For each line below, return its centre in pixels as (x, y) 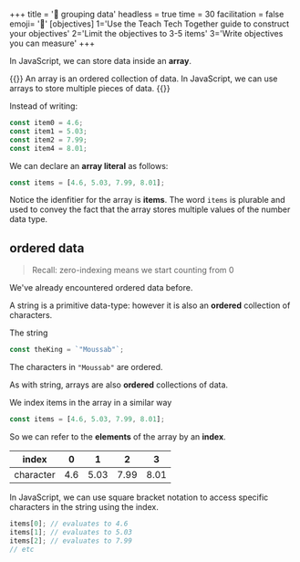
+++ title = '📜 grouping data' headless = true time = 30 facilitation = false (147, 14)
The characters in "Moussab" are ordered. (86, 367)
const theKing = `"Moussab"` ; (67, 350)
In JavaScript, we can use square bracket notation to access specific (139, 497)
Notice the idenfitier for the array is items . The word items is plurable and (147, 200)
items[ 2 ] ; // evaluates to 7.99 (71, 541)
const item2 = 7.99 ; (49, 140)
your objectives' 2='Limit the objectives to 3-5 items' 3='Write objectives (146, 33)
